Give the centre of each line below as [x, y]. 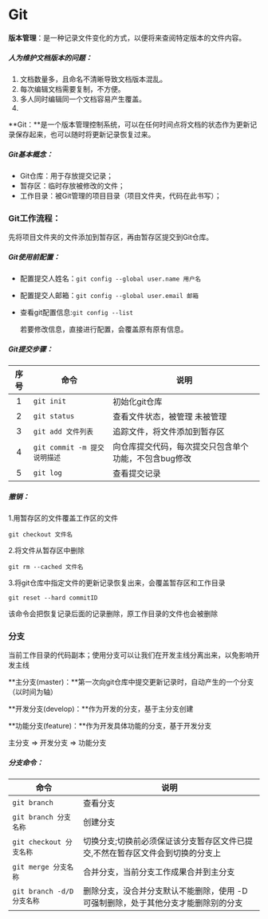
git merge [31, 867]
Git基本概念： [31, 154]
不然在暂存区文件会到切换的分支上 [157, 853]
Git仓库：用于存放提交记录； [67, 175]
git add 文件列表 [63, 432]
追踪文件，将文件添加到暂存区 [169, 432]
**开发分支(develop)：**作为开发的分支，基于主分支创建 [101, 709]
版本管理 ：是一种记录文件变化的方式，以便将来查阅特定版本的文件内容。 [127, 37]
